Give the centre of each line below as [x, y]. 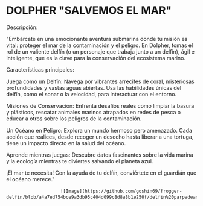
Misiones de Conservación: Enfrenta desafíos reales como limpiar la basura [100, 105]
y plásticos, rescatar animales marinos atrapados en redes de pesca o [94, 112]
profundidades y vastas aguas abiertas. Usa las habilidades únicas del [94, 87]
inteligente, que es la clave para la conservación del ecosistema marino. [96, 58]
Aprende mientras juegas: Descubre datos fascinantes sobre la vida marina [100, 155]
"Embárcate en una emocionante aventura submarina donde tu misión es [97, 39]
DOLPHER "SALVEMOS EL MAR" [89, 11]
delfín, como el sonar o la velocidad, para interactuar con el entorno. [92, 94]
